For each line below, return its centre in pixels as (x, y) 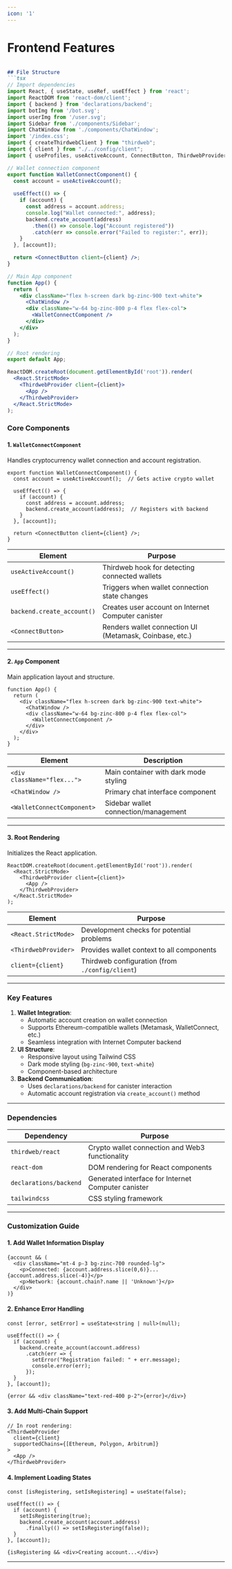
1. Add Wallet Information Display (56, 1243)
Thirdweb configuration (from (129, 961)
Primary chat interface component (160, 791)
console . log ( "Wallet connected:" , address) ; (90, 213)
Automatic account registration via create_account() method (114, 1094)
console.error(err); (61, 1366)
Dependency (46, 1135)
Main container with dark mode (155, 772)
